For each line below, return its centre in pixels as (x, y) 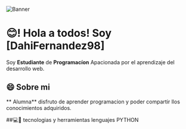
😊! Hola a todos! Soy (59, 33)
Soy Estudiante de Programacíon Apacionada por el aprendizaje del (90, 62)
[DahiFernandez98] (55, 46)
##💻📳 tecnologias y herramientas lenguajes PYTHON (72, 119)
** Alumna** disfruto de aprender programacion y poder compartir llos (93, 102)
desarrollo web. (25, 68)
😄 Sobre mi (28, 87)
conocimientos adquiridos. (39, 108)
